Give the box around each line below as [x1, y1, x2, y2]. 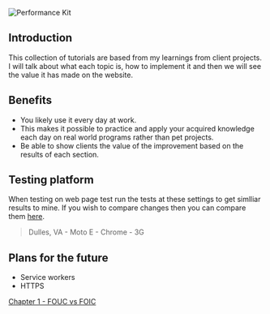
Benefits [8, 93, 53, 107]
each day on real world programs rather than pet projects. [19, 132, 214, 142]
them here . [8, 212, 45, 222]
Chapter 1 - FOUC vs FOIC [8, 297, 96, 307]
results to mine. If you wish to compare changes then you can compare [8, 203, 246, 213]
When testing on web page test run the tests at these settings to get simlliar [8, 195, 261, 204]
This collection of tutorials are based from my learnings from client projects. [8, 53, 262, 62]
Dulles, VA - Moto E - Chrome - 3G [28, 227, 144, 237]
